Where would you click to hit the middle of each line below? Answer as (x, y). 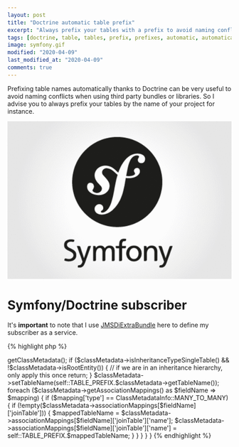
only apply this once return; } (50, 375)
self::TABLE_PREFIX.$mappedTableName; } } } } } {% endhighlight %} (110, 436)
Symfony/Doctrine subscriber (97, 305)
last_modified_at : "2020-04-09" (55, 60)
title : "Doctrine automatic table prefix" (71, 22)
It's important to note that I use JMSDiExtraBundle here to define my (108, 325)
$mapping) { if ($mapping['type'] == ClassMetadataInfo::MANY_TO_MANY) (118, 398)
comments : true (30, 68)
